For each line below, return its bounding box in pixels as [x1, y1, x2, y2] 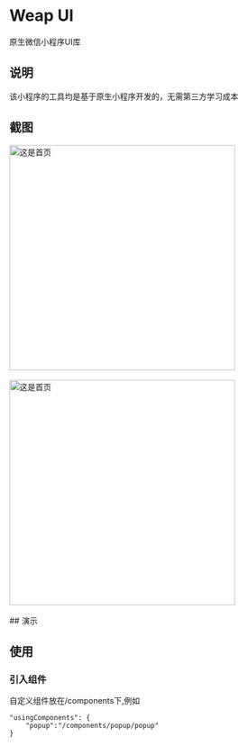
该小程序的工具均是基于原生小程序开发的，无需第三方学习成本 [9, 91, 239, 102]
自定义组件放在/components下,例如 [9, 696, 141, 706]
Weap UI [9, 5, 74, 26]
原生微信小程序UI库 [9, 36, 81, 47]
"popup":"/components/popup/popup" [25, 722, 160, 731]
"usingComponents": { [9, 714, 91, 723]
